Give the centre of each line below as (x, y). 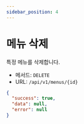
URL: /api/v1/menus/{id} (46, 81)
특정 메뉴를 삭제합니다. (33, 62)
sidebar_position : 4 (33, 12)
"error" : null (30, 110)
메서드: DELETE (32, 75)
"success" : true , (34, 98)
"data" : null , (30, 104)
